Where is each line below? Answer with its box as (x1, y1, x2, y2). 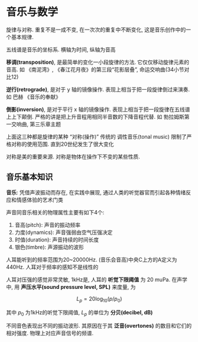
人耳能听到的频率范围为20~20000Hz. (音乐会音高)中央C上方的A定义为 (6, 256, 177, 263)
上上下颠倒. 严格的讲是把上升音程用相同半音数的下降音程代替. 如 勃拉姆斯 (6, 113, 184, 120)
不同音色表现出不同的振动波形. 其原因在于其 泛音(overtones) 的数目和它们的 (6, 323, 192, 330)
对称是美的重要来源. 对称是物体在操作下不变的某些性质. (6, 153, 141, 160)
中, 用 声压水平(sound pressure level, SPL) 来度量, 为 (6, 283, 136, 290)
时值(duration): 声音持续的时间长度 (14, 236, 99, 243)
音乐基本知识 (6, 172, 53, 182)
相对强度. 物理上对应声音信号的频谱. (6, 330, 94, 337)
